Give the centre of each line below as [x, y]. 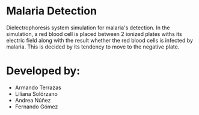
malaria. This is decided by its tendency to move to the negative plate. [93, 47]
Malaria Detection [52, 11]
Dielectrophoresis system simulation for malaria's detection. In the [88, 28]
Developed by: [43, 71]
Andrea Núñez [33, 100]
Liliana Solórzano [36, 93]
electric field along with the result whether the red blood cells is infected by [100, 40]
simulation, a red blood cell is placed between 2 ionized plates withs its [94, 34]
